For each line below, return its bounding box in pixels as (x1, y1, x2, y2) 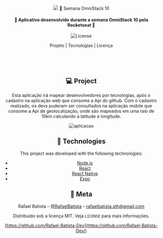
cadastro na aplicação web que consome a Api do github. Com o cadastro (5, 97, 157, 103)
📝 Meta (70, 190, 93, 198)
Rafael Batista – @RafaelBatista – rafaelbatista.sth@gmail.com (18, 203, 145, 209)
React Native (72, 170, 98, 176)
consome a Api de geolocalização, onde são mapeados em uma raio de (8, 108, 155, 114)
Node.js (77, 160, 93, 166)
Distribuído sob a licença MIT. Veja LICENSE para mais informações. (12, 213, 150, 219)
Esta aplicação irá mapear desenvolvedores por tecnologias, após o (12, 93, 151, 98)
